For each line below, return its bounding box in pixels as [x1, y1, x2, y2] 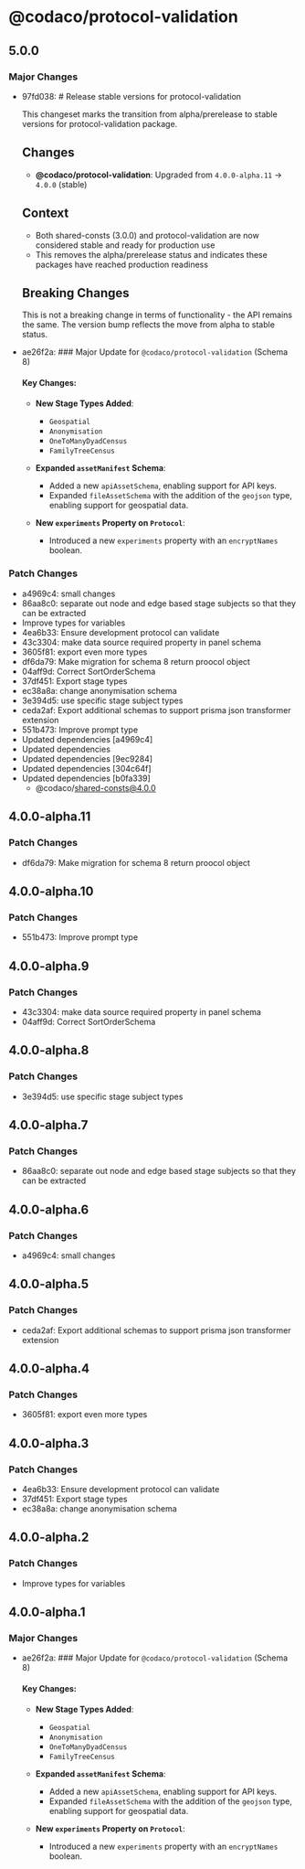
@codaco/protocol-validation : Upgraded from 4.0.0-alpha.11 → [35, 169, 282, 180]
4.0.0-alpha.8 [8, 1042, 89, 1058]
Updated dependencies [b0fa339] [21, 773, 152, 784]
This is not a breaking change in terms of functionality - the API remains [21, 309, 293, 321]
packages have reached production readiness [35, 259, 209, 270]
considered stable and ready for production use [35, 240, 216, 251]
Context [21, 206, 69, 221]
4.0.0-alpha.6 [8, 1201, 89, 1217]
